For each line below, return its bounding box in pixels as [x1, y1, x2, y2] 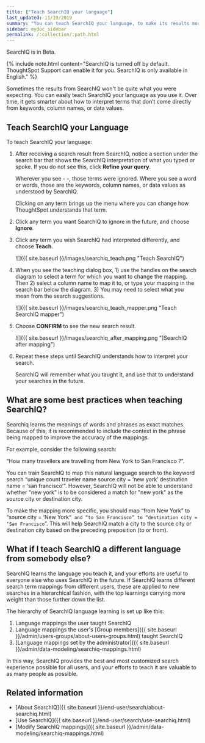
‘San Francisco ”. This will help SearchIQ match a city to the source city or [6, 520, 192, 527]
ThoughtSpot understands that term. [15, 206, 107, 214]
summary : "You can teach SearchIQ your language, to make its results [6, 20, 190, 26]
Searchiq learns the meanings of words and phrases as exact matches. [6, 420, 185, 428]
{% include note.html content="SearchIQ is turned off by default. [6, 60, 170, 68]
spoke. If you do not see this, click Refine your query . [15, 163, 151, 170]
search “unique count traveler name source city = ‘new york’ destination [6, 475, 188, 483]
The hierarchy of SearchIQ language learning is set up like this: [6, 608, 165, 615]
